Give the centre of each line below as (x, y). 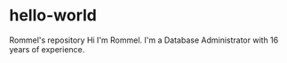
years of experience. (47, 49)
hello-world (53, 16)
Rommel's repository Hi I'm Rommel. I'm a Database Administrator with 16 (144, 40)
